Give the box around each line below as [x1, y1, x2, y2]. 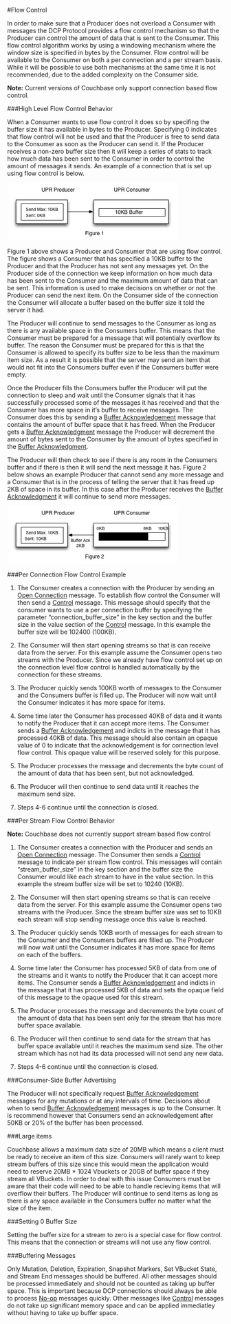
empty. [7, 370, 27, 379]
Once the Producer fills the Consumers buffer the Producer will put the [7, 384, 208, 392]
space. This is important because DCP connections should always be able [7, 1287, 217, 1295]
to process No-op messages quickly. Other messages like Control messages [7, 1294, 224, 1302]
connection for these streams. [16, 670, 103, 679]
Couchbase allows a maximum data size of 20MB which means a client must [7, 1145, 224, 1154]
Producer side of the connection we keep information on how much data [7, 269, 212, 277]
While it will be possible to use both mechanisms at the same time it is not [7, 63, 216, 71]
